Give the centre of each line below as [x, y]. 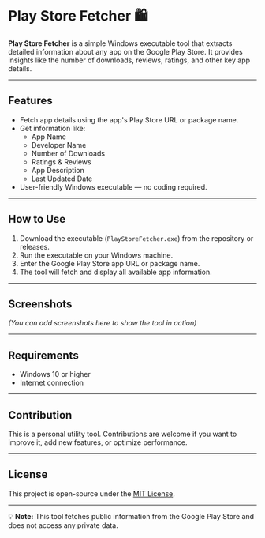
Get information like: [52, 128]
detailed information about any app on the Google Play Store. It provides [125, 51]
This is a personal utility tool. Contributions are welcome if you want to [123, 434]
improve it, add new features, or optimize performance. [98, 442]
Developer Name [59, 145]
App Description [58, 170]
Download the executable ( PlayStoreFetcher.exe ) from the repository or [136, 238]
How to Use [37, 219]
